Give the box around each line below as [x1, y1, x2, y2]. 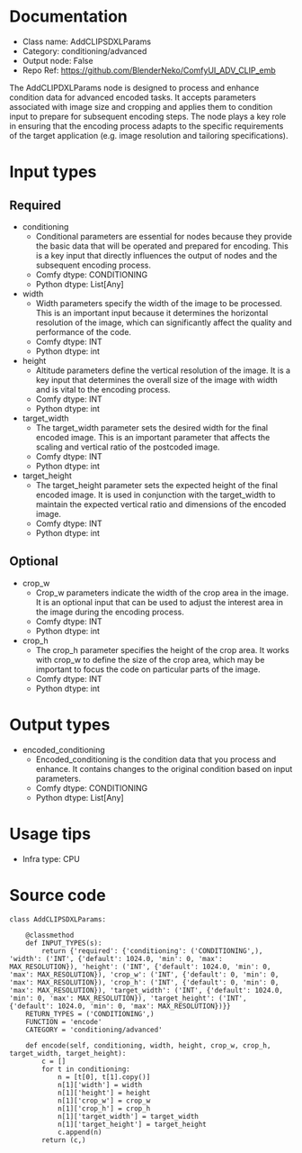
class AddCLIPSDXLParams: [9, 914, 106, 924]
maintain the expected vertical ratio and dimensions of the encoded [35, 498, 287, 510]
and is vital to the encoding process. [35, 384, 171, 395]
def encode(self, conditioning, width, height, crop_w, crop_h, [25, 1040, 271, 1050]
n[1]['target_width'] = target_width [57, 1112, 200, 1121]
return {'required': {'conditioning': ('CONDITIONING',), [41, 946, 263, 956]
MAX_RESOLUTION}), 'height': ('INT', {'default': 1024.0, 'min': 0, [9, 962, 271, 971]
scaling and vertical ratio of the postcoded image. [35, 441, 220, 452]
